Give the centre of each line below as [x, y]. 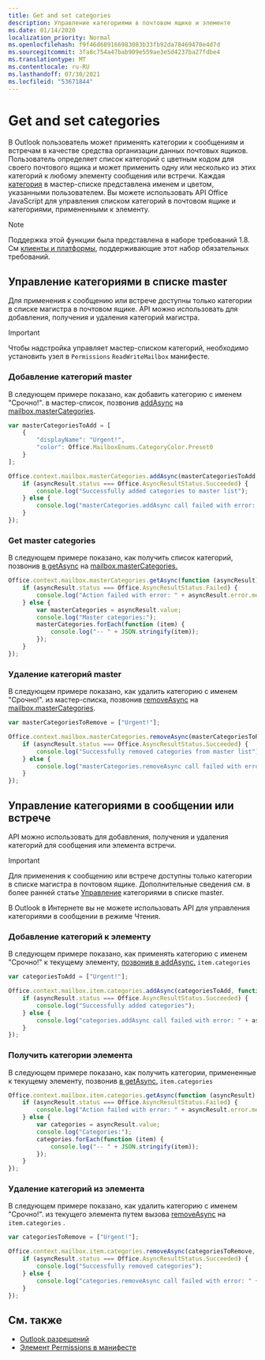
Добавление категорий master [70, 377]
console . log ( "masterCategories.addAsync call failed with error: [146, 506]
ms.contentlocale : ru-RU [49, 67]
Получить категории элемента [71, 1055]
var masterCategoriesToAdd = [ [60, 425]
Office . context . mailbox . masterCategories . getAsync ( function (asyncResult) [134, 581]
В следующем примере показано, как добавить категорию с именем [125, 394]
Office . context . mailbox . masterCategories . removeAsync [99, 737]
